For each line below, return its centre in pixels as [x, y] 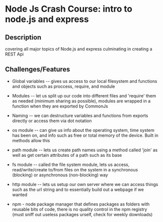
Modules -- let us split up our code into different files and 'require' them [84, 95]
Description [23, 37]
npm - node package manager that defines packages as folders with [81, 204]
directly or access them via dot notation [52, 121]
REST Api [14, 54]
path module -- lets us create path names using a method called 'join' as [85, 150]
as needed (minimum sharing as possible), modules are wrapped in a [81, 101]
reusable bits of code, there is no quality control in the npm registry [80, 209]
